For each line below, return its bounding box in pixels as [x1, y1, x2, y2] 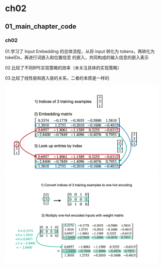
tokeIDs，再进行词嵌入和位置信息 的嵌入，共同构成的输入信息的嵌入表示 [5, 54, 149, 60]
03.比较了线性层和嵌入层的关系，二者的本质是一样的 [5, 75, 110, 81]
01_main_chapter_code [5, 22, 77, 31]
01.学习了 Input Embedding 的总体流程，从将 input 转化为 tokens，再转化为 [5, 48, 155, 54]
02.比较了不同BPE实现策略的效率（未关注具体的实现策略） [5, 65, 122, 70]
